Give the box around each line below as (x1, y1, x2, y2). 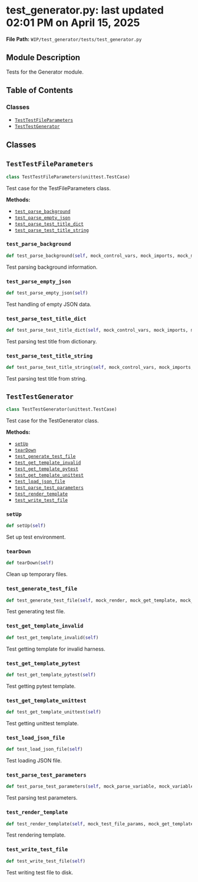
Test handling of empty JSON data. (6, 300, 91, 308)
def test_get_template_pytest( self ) (6, 672, 96, 678)
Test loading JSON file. (6, 757, 62, 764)
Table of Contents (6, 85, 74, 95)
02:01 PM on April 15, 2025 (6, 16, 140, 29)
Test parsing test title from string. (6, 375, 87, 382)
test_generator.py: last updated (6, 4, 164, 17)
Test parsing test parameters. (6, 794, 78, 801)
